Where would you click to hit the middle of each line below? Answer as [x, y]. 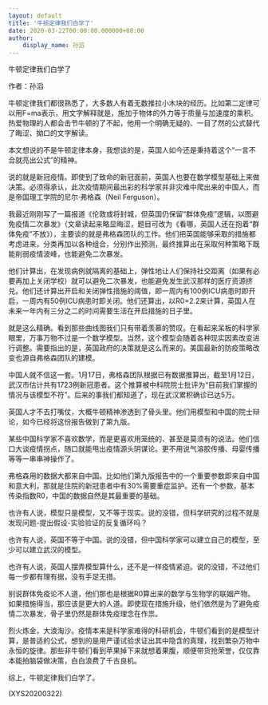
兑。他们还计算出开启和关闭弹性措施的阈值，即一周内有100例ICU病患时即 [128, 291]
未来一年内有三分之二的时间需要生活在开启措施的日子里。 [102, 311]
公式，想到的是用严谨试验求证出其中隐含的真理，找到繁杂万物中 [155, 641]
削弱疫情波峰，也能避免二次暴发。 [71, 254]
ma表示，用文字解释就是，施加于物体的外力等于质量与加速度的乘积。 [144, 114]
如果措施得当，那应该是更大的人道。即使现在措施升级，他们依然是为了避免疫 [134, 603]
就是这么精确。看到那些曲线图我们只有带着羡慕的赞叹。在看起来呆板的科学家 [134, 328]
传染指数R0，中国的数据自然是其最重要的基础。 [86, 496]
